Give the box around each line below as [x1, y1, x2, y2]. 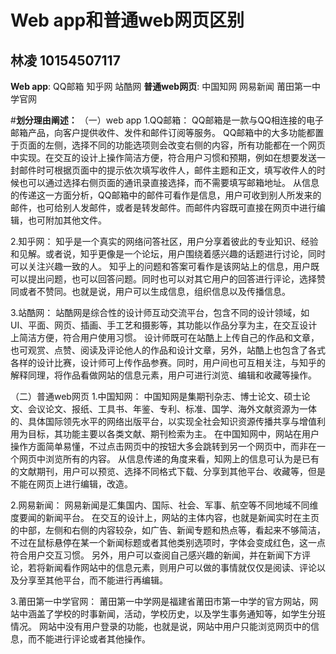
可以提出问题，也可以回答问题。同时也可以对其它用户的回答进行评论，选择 [10, 273, 317, 285]
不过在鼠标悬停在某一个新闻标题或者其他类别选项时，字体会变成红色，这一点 [10, 537, 326, 548]
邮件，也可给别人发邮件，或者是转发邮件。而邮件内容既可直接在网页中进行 [10, 202, 317, 213]
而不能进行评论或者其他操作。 [27, 633, 151, 645]
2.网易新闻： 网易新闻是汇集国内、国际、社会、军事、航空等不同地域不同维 [10, 499, 319, 511]
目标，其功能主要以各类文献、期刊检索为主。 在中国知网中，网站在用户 [27, 428, 320, 440]
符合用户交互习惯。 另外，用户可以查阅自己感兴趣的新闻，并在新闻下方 [10, 549, 302, 561]
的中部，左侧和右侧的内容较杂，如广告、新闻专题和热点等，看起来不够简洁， [10, 524, 326, 536]
